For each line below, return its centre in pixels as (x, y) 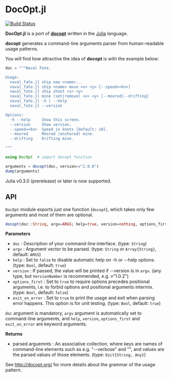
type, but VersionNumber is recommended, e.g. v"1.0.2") (70, 276)
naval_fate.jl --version (36, 106)
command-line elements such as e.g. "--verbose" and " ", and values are (88, 349)
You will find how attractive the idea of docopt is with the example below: (82, 58)
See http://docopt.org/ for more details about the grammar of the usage (80, 365)
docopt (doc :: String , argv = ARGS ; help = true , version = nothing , (72, 224)
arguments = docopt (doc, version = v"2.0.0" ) (52, 166)
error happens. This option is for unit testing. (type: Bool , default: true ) (87, 303)
